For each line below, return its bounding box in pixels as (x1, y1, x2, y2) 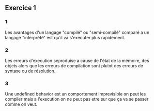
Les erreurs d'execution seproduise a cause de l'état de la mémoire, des (5, 58, 149, 63)
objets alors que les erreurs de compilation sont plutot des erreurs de (5, 63, 143, 68)
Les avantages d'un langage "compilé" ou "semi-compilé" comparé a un (5, 29, 150, 35)
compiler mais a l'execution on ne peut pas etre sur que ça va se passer (5, 96, 149, 102)
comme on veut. (5, 101, 38, 107)
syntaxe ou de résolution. (5, 68, 56, 74)
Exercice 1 (5, 4, 36, 12)
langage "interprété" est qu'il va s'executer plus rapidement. (5, 34, 125, 40)
